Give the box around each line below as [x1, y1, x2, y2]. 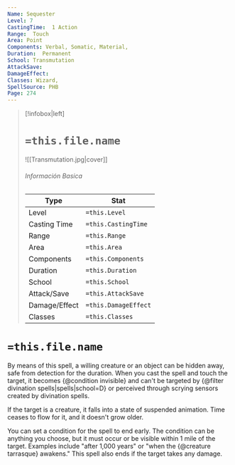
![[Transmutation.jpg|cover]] [24, 155, 108, 164]
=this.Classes [85, 313, 133, 321]
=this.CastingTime [85, 220, 148, 229]
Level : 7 [7, 17, 33, 24]
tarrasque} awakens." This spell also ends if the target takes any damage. [7, 449, 222, 458]
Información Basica [24, 172, 83, 180]
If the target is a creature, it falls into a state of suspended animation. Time [7, 405, 225, 414]
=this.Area [85, 244, 123, 251]
